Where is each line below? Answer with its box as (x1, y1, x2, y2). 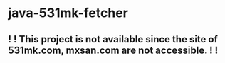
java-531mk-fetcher (8, 5, 129, 21)
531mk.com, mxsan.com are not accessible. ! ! (8, 44, 219, 56)
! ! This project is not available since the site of (8, 33, 218, 45)
